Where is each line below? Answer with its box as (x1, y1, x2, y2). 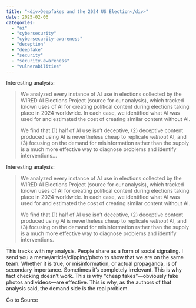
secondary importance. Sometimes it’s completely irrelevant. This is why (6, 266, 182, 273)
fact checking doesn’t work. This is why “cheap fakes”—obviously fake (6, 273, 178, 280)
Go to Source (6, 296, 38, 303)
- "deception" (11, 42, 46, 48)
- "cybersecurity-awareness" (11, 36, 83, 42)
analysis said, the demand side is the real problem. (6, 285, 129, 292)
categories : (6, 19, 35, 25)
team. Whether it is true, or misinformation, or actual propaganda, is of (6, 260, 177, 267)
